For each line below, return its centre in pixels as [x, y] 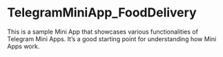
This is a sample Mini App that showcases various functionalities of [103, 32]
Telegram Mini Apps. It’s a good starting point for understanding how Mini [112, 38]
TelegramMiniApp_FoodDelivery [102, 13]
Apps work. [23, 46]
